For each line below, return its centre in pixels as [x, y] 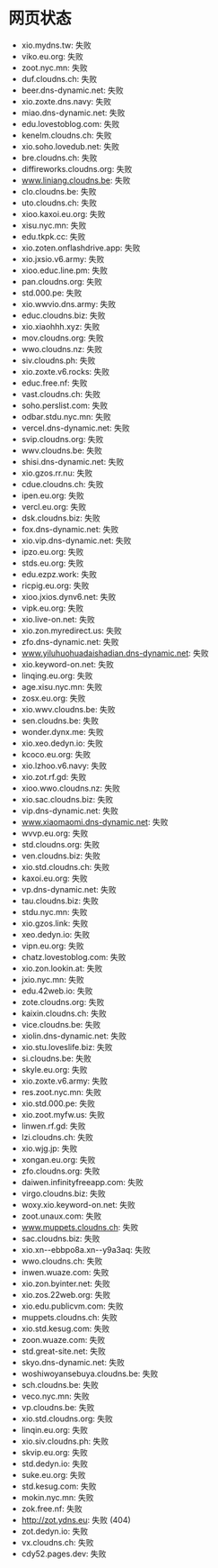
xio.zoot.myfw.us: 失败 [63, 1114]
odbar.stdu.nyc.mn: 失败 [66, 416]
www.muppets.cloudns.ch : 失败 [80, 1227]
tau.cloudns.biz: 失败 [60, 901]
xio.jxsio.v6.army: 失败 [63, 258]
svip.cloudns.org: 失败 [62, 439]
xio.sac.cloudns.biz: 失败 [67, 799]
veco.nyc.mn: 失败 [56, 1396]
